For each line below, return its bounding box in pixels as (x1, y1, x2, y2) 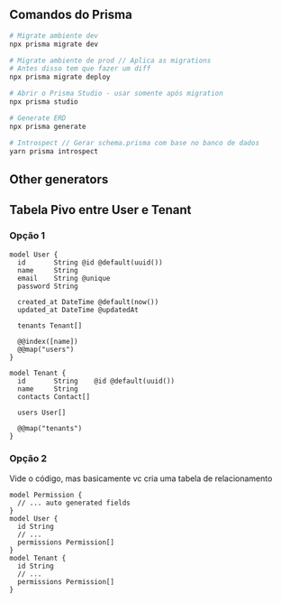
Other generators (9, 172, 109, 187)
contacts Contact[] (17, 392, 91, 401)
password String (17, 282, 78, 291)
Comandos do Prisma (9, 7, 132, 23)
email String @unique (17, 274, 111, 283)
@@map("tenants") (17, 423, 83, 432)
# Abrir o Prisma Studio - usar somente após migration (9, 89, 223, 98)
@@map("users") (17, 345, 75, 354)
